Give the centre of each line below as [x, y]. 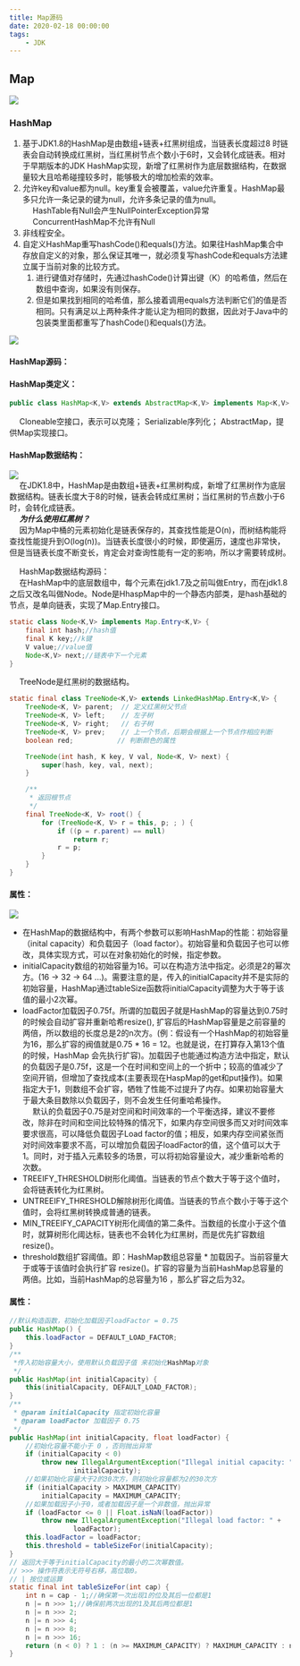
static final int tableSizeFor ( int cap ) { [89, 1587]
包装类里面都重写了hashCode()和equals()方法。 [123, 322]
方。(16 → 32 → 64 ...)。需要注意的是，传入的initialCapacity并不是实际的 [155, 978]
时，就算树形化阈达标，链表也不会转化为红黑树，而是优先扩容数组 [143, 1235]
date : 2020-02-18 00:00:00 [59, 26]
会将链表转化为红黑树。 [65, 1190]
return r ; [91, 839]
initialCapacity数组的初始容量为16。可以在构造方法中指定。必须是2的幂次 [156, 966]
